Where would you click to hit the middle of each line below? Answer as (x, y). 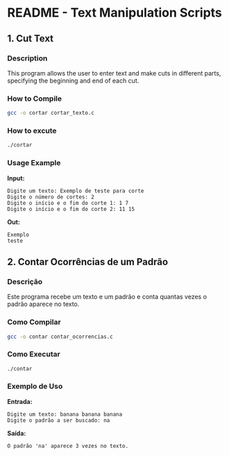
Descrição (25, 281)
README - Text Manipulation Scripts (114, 13)
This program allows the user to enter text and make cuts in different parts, (114, 73)
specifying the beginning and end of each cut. (73, 81)
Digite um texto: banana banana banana (65, 414)
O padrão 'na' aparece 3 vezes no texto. (68, 446)
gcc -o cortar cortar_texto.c (51, 113)
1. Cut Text (31, 39)
